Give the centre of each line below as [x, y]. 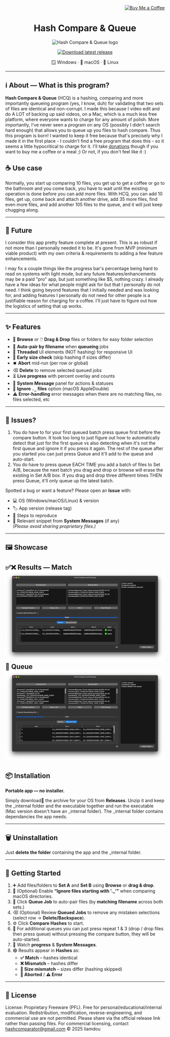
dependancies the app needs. [36, 816]
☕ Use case [24, 168]
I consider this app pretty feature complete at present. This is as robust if [81, 242]
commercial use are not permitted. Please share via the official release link [83, 1018]
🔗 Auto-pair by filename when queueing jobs [60, 347]
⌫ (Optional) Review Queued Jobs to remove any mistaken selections [86, 912]
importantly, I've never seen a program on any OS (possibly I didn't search [83, 125]
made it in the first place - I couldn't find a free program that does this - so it [85, 141]
